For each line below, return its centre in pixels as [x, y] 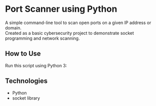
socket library [26, 98]
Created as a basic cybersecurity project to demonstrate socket [69, 33]
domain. [13, 27]
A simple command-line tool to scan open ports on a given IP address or [78, 23]
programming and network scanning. [42, 38]
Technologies [26, 81]
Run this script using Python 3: [36, 65]
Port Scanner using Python [61, 9]
